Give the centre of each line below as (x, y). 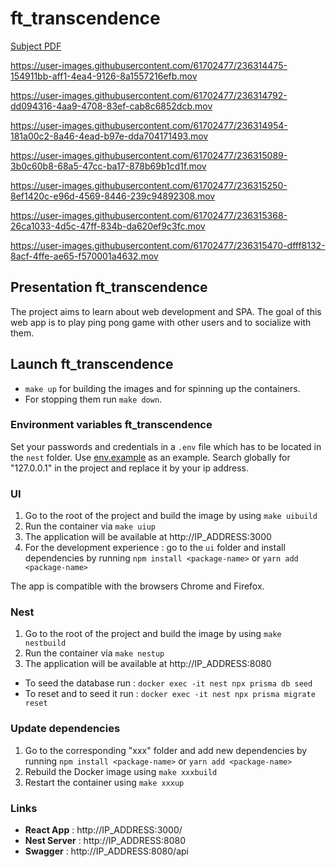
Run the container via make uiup (90, 526)
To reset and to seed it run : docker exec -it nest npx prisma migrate (170, 694)
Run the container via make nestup (94, 653)
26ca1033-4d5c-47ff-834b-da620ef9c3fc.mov (108, 226)
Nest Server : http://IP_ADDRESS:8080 (105, 841)
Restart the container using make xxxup (104, 782)
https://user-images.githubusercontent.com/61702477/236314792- (149, 95)
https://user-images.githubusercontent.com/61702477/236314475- (149, 65)
